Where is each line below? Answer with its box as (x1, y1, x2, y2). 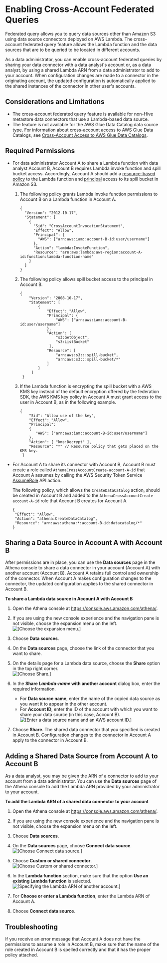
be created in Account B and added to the (12, 492, 99, 498)
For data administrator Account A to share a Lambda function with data (12, 160, 159, 166)
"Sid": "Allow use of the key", (29, 413, 96, 418)
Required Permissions (5, 147, 75, 155)
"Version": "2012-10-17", (24, 210, 78, 215)
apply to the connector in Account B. (12, 737, 88, 743)
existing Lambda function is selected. (12, 878, 91, 884)
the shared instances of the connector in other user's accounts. (5, 83, 136, 89)
